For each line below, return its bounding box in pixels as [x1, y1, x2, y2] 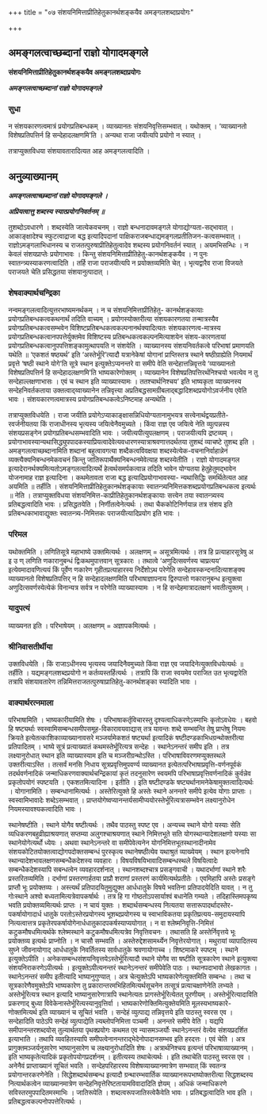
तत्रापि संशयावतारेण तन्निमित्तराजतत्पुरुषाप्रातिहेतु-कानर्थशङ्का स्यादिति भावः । [8, 677, 197, 687]
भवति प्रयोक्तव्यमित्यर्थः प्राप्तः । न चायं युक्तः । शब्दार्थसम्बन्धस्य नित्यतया [8, 901, 185, 910]
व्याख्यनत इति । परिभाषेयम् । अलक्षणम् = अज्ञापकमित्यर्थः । [8, 621, 157, 630]
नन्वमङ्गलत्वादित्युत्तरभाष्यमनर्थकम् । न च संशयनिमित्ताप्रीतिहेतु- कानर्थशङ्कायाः [8, 305, 204, 315]
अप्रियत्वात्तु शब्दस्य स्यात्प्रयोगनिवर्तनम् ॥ [8, 206, 105, 216]
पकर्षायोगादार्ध [8, 909, 42, 919]
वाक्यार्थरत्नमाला [8, 698, 54, 709]
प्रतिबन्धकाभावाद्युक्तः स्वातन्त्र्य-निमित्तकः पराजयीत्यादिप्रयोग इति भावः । [8, 508, 181, 519]
